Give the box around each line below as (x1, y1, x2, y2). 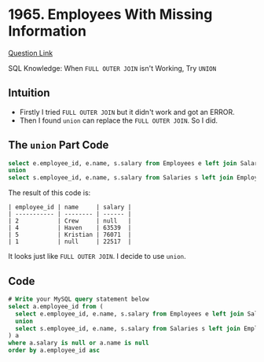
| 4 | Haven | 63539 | (8, 224, 132, 232)
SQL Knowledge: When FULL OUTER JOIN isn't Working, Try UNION (8, 63, 217, 72)
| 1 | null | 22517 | (8, 238, 132, 246)
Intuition (8, 87, 50, 100)
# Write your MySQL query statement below (8, 295, 149, 303)
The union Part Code (8, 139, 109, 152)
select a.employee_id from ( (8, 302, 104, 310)
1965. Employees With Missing (8, 6, 213, 24)
